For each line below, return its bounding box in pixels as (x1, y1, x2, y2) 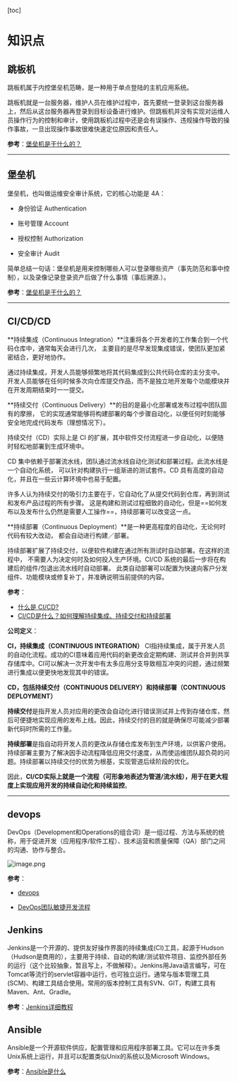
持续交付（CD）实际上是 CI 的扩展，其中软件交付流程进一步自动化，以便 (7, 433, 218, 441)
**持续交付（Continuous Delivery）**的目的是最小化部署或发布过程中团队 (7, 400, 221, 409)
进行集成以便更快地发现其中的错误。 (7, 667, 113, 677)
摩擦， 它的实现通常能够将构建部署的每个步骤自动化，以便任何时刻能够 (19, 409, 226, 417)
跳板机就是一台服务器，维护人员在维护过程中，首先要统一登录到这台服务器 (7, 98, 224, 107)
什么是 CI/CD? (17, 602, 59, 611)
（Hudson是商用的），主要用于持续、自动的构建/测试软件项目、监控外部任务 (7, 953, 227, 961)
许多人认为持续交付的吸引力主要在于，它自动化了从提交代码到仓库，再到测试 (7, 489, 230, 498)
